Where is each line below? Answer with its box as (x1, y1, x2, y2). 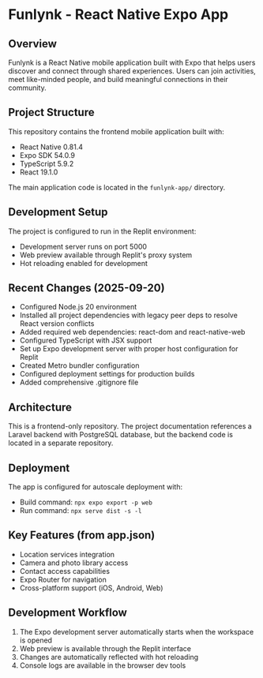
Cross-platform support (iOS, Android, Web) (19, 582, 163, 593)
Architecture (8, 400, 73, 414)
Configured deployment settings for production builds (19, 369, 195, 379)
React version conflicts (19, 319, 95, 328)
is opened (19, 635, 53, 645)
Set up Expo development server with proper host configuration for (19, 344, 239, 354)
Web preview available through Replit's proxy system (19, 250, 193, 260)
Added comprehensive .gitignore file (19, 377, 139, 388)
